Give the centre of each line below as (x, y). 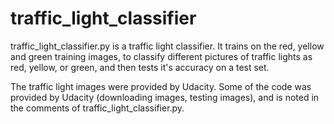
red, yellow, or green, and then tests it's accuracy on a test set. (140, 67)
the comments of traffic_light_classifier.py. (97, 108)
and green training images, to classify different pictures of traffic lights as (161, 56)
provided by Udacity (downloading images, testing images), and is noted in (165, 97)
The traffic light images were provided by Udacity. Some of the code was (161, 86)
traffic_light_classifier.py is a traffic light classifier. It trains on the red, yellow (167, 46)
